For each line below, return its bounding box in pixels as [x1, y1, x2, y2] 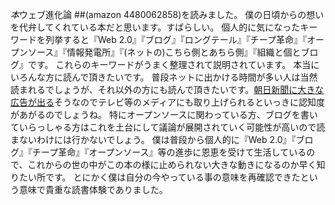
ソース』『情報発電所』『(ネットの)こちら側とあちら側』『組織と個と [27, 46, 302, 58]
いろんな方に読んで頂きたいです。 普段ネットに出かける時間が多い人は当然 [10, 71, 318, 83]
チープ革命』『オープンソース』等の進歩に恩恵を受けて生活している [31, 146, 307, 158]
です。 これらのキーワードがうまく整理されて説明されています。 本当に [27, 59, 320, 70]
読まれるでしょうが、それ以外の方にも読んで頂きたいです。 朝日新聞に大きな [10, 84, 325, 95]
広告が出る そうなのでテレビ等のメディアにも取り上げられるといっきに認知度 [10, 96, 326, 108]
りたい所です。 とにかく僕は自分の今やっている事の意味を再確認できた [10, 171, 301, 183]
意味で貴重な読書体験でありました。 [18, 184, 168, 195]
